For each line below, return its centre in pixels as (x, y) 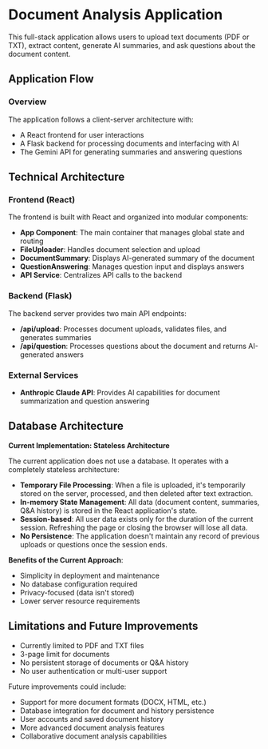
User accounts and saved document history (92, 719)
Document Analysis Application (116, 15)
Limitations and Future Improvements (103, 626)
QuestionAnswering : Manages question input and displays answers (132, 266)
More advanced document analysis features (92, 727)
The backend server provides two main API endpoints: (98, 313)
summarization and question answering (85, 401)
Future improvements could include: (67, 687)
